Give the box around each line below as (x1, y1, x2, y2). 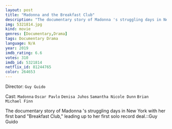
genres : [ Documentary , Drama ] (5, 31, 68, 36)
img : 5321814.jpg (5, 21, 42, 27)
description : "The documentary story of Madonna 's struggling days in (5, 17, 161, 22)
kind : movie (5, 27, 31, 32)
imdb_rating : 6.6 (5, 50, 42, 55)
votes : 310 (5, 55, 29, 60)
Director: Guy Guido (5, 83, 46, 90)
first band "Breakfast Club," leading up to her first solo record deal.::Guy (5, 113, 158, 119)
